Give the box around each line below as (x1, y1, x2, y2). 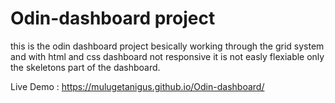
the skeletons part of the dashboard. (10, 61, 161, 73)
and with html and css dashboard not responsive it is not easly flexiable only (10, 50, 325, 62)
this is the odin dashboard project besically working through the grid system (10, 40, 325, 52)
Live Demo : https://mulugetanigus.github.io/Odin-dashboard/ (10, 80, 265, 92)
